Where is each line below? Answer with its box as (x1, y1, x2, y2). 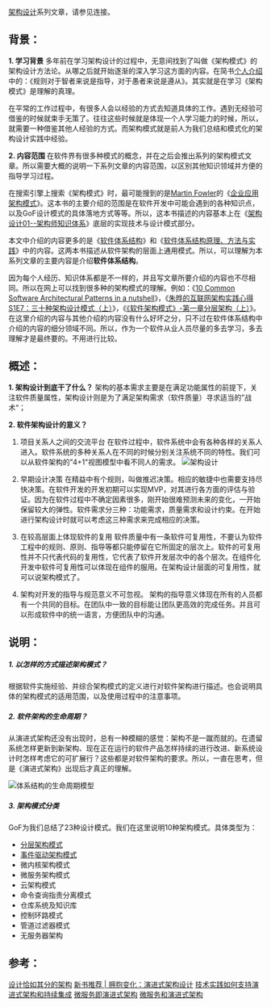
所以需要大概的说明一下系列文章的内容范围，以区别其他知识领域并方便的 (22, 161, 263, 170)
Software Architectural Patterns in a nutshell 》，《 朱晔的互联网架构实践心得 (8, 293, 254, 303)
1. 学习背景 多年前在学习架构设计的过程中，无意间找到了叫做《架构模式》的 (8, 56, 258, 65)
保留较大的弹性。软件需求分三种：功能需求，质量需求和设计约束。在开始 (19, 504, 261, 514)
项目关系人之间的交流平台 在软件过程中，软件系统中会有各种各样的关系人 (19, 437, 263, 447)
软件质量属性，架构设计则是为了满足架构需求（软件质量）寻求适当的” (15, 392, 245, 402)
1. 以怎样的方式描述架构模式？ (8, 659, 107, 669)
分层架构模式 (19, 839, 63, 850)
